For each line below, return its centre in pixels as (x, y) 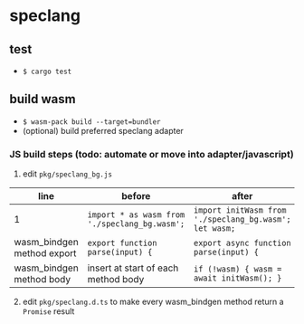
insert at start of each (133, 268)
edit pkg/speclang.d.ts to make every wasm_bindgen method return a (153, 302)
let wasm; (214, 229)
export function (122, 243)
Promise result (48, 311)
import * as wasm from (136, 215)
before (136, 196)
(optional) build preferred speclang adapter (103, 130)
